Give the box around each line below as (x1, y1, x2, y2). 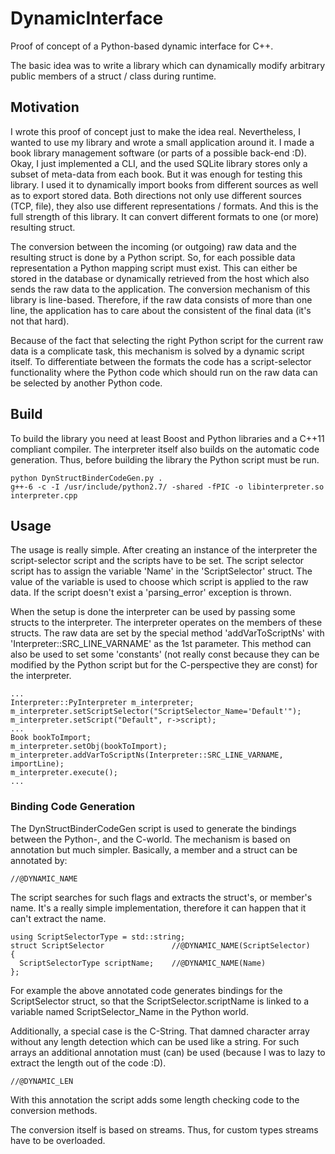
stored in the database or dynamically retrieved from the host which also (10, 272, 310, 284)
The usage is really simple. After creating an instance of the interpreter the (10, 544, 318, 556)
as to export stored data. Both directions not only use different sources (10, 189, 302, 201)
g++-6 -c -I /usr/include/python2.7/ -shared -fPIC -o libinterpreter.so (10, 482, 325, 492)
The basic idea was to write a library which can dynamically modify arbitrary (10, 59, 326, 71)
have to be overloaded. (10, 1134, 106, 1146)
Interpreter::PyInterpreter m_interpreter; (10, 698, 195, 708)
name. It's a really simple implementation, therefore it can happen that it (10, 902, 307, 914)
